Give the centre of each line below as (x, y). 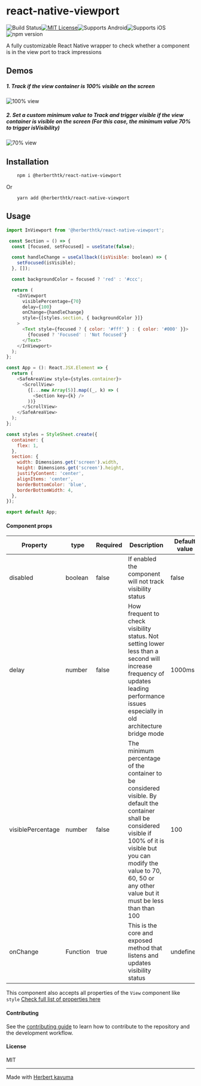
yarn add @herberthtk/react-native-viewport (73, 198)
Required (109, 545)
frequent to (144, 614)
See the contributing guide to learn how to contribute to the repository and (98, 1026)
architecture (145, 726)
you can (139, 856)
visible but (142, 849)
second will (144, 659)
